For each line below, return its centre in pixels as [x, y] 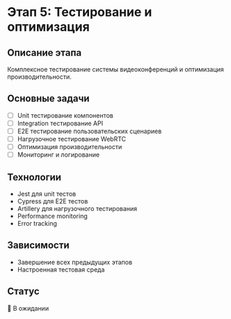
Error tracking [37, 223]
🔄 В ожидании [28, 308]
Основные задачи [48, 99]
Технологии [34, 177]
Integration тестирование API [60, 123]
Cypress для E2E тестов [53, 201]
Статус [23, 291]
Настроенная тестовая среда [61, 270]
